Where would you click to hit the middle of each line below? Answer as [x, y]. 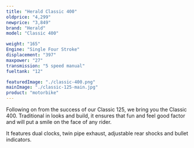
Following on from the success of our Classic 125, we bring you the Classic [96, 110]
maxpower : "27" [25, 60]
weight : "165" [23, 44]
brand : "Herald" [26, 28]
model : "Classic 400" [33, 33]
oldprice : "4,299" [28, 17]
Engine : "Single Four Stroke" [43, 50]
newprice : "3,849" [28, 22]
